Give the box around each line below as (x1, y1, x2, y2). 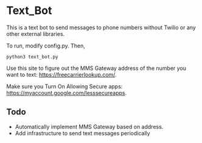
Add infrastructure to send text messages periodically (15, 129, 150, 137)
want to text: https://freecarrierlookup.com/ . (6, 71, 117, 78)
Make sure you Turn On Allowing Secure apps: (6, 83, 123, 90)
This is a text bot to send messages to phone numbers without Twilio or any (6, 24, 196, 31)
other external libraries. (6, 30, 65, 37)
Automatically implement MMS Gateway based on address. (15, 123, 164, 130)
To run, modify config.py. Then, (6, 42, 85, 49)
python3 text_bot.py (6, 54, 59, 60)
